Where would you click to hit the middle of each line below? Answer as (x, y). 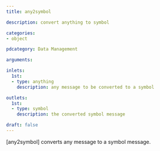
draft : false (22, 125)
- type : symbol (30, 109)
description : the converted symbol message (71, 114)
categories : (21, 33)
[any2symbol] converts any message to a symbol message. (79, 142)
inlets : (16, 71)
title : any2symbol (29, 12)
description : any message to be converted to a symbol (86, 87)
